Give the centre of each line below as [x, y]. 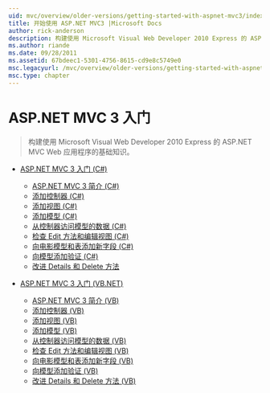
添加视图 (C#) [55, 206]
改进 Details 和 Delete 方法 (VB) [84, 381]
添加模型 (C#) [55, 216]
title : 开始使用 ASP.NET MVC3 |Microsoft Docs [85, 23]
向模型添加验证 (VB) [65, 370]
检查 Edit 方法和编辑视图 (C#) [80, 236]
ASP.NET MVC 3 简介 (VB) [76, 300]
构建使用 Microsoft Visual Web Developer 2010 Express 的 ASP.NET [140, 141]
